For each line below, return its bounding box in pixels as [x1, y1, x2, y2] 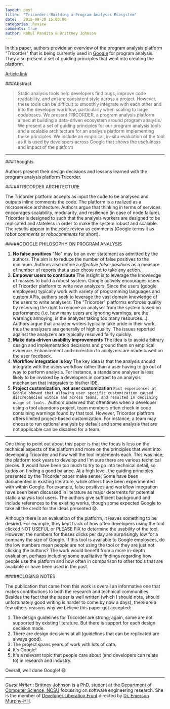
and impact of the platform [17, 144, 73, 150]
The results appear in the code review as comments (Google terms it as [5, 226, 154, 232]
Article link [5, 71, 28, 76]
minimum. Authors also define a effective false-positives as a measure [12, 262, 160, 267]
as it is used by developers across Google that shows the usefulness [17, 139, 161, 145]
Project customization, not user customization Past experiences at [12, 385, 157, 391]
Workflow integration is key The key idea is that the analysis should [12, 358, 155, 364]
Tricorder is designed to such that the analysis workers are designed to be [5, 215, 160, 221]
